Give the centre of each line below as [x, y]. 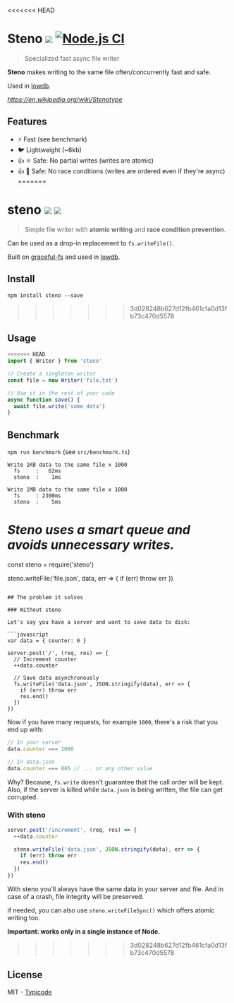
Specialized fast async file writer [72, 58]
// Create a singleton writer [52, 374]
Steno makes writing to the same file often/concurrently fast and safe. [109, 72]
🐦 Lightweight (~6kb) [50, 150]
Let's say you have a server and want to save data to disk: [99, 622]
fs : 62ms [37, 471]
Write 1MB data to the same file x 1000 [68, 490]
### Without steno [34, 610]
